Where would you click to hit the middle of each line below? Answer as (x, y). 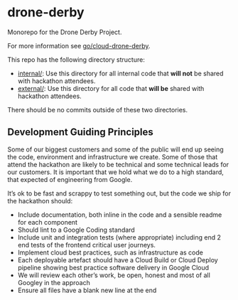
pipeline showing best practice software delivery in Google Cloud (113, 267)
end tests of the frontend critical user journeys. (87, 245)
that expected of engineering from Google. (70, 179)
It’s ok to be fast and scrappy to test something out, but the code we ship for (119, 193)
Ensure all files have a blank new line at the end (87, 290)
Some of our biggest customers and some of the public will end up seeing (115, 149)
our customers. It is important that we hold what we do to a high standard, (115, 172)
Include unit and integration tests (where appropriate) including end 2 (119, 237)
